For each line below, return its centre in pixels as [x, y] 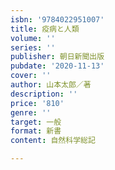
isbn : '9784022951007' [57, 19]
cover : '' [31, 76]
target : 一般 [36, 122]
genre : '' [31, 112]
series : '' [33, 47]
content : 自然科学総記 [53, 141]
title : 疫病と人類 [45, 29]
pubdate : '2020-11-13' [57, 66]
